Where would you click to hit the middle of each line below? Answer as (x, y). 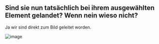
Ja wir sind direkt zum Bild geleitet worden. (48, 27)
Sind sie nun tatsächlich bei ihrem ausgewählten (80, 8)
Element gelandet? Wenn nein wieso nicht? (72, 16)
